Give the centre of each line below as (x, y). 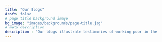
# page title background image (37, 18)
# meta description (25, 28)
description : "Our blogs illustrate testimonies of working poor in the (81, 32)
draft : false (18, 14)
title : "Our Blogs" (25, 9)
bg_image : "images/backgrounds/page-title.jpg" (54, 23)
